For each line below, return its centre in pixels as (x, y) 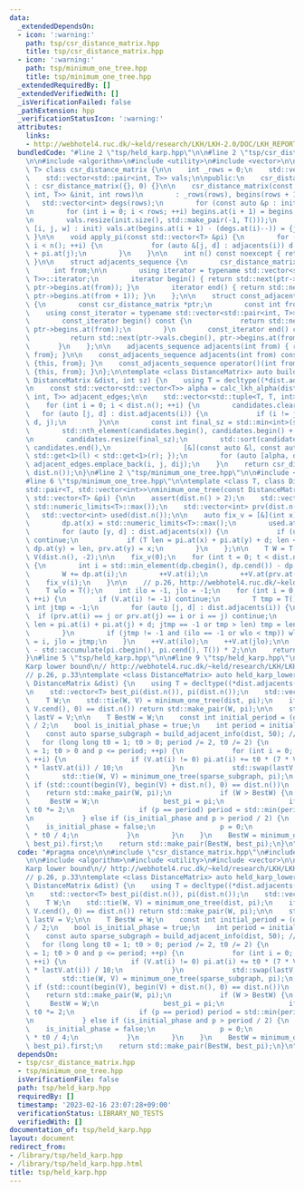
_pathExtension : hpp (56, 111)
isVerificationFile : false (68, 1080)
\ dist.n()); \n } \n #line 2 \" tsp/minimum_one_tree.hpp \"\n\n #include (157, 473)
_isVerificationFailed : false (74, 102)
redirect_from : (38, 1147)
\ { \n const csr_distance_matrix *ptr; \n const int (153, 305)
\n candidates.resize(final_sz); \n (107, 439)
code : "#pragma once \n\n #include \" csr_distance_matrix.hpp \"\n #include (157, 852)
